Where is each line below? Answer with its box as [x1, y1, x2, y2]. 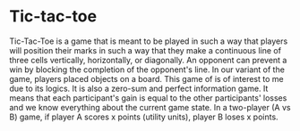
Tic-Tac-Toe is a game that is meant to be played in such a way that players [9, 36, 288, 46]
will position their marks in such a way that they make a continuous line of [9, 45, 282, 55]
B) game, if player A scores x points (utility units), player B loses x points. [9, 111, 279, 122]
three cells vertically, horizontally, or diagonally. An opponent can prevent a [9, 54, 287, 65]
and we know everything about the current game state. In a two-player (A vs [9, 102, 291, 112]
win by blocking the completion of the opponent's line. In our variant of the [9, 64, 285, 75]
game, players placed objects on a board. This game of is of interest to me [9, 73, 284, 84]
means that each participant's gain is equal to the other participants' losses [9, 92, 287, 103]
